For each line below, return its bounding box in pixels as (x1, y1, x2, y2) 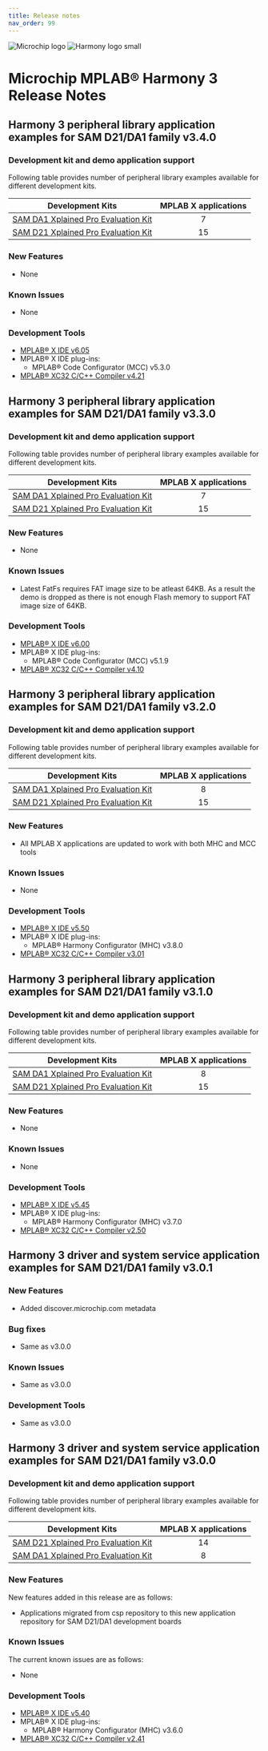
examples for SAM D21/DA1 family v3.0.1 (8, 1261, 214, 1275)
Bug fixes (8, 1323, 46, 1334)
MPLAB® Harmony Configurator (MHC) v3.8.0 (31, 941, 184, 950)
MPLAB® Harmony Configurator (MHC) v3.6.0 (31, 1725, 183, 1735)
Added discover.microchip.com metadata (19, 1303, 156, 1313)
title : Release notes (8, 11, 81, 20)
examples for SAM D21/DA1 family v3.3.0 (8, 406, 216, 421)
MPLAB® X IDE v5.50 (19, 923, 90, 934)
